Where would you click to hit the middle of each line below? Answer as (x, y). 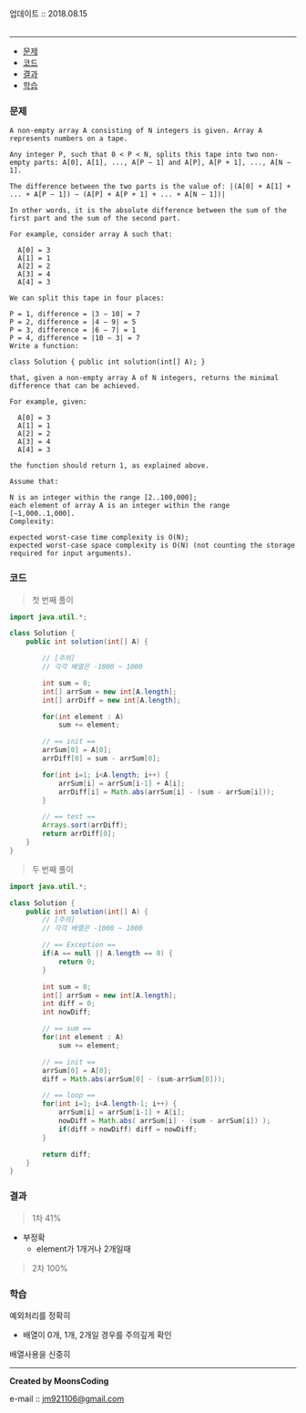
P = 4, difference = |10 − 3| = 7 (75, 338)
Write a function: (44, 346)
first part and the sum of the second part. (95, 219)
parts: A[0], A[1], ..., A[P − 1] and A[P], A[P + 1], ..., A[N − (162, 163)
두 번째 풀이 (53, 869)
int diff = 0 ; (69, 1004)
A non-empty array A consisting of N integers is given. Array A (136, 131)
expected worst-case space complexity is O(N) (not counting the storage (153, 546)
